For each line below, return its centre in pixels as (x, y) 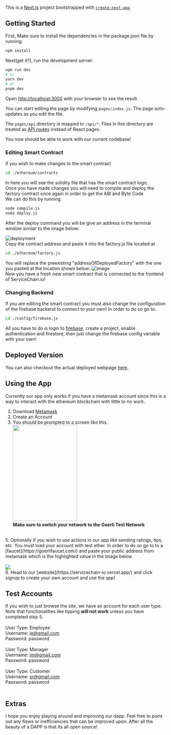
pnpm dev (15, 89)
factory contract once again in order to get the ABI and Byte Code (75, 193)
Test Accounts (29, 594)
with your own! (21, 339)
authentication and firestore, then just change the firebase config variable (83, 334)
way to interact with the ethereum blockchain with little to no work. (75, 401)
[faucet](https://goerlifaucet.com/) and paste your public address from (80, 551)
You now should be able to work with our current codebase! (68, 139)
